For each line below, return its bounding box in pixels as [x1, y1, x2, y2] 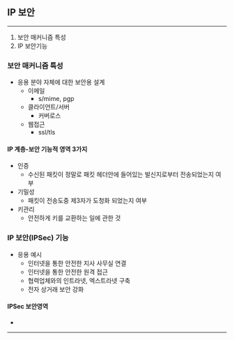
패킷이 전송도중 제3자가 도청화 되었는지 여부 [27, 196, 148, 205]
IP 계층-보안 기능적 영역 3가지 [7, 145, 88, 153]
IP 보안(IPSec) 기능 [7, 233, 69, 242]
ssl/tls [38, 128, 56, 137]
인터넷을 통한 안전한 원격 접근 [27, 268, 108, 276]
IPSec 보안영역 [7, 302, 49, 311]
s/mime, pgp [38, 95, 75, 103]
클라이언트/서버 [27, 103, 70, 111]
